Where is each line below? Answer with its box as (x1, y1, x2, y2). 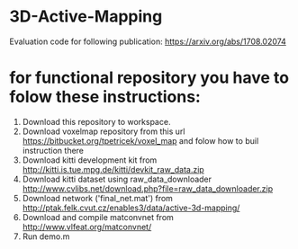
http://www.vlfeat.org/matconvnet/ (22, 221, 152, 232)
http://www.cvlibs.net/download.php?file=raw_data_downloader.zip (22, 182, 273, 194)
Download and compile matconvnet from (22, 211, 174, 222)
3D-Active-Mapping (9, 6, 163, 27)
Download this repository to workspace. (22, 116, 171, 127)
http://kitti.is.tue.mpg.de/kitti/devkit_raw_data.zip (22, 164, 204, 174)
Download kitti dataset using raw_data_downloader (22, 173, 212, 184)
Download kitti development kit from (22, 155, 158, 165)
